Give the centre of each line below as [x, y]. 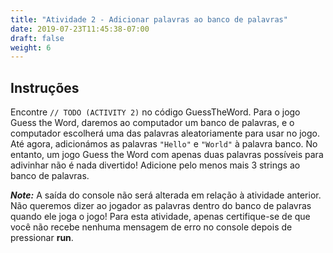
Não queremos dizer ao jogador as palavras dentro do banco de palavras [161, 206]
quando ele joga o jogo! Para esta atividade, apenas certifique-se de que [160, 217]
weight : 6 [31, 47]
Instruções [45, 87]
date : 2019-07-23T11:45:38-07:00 [80, 29]
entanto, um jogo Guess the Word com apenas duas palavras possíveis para [167, 155]
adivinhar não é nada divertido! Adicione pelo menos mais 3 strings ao [155, 165]
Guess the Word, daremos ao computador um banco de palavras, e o [152, 123]
